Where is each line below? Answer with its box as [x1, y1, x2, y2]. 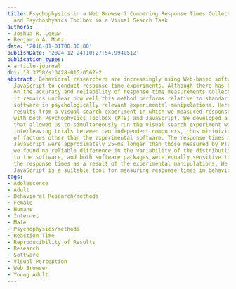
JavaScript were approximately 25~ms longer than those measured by [13, 141, 218, 148]
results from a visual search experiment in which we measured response [13, 108, 231, 115]
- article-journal [7, 62, 61, 69]
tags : [7, 173, 23, 180]
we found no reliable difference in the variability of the [13, 147, 193, 154]
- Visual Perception [7, 258, 68, 265]
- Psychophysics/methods [7, 225, 80, 232]
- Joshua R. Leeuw [7, 29, 61, 37]
